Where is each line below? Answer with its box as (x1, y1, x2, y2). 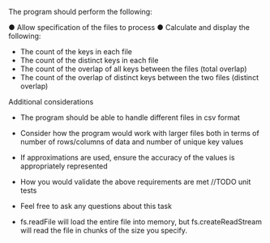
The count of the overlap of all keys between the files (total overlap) (19, 64, 247, 74)
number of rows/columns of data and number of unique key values (19, 137, 244, 147)
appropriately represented (19, 161, 108, 171)
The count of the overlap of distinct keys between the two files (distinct (19, 73, 259, 82)
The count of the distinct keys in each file (19, 56, 159, 65)
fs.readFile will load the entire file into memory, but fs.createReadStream (19, 217, 262, 226)
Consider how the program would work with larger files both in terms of (19, 129, 259, 138)
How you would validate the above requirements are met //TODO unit (19, 177, 251, 186)
